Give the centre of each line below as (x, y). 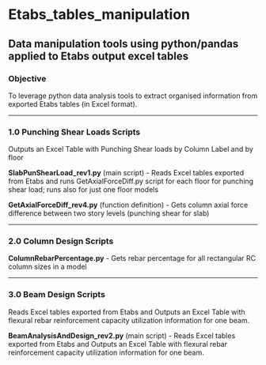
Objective (27, 78)
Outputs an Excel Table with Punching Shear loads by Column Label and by (131, 149)
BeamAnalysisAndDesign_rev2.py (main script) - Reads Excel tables (122, 335)
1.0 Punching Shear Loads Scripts (74, 132)
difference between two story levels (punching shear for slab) (109, 213)
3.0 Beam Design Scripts (57, 295)
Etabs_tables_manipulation (99, 15)
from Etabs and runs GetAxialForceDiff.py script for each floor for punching (131, 181)
